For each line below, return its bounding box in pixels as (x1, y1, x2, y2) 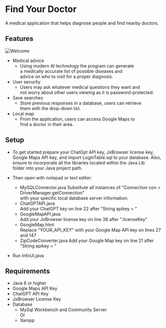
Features (5, 34, 33, 43)
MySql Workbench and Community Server (19, 306, 107, 313)
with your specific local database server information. (19, 195, 128, 201)
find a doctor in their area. (19, 121, 74, 127)
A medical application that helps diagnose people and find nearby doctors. (5, 20, 159, 26)
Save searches (12, 94, 43, 100)
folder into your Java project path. (12, 165, 82, 171)
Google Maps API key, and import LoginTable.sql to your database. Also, (12, 154, 161, 160)
